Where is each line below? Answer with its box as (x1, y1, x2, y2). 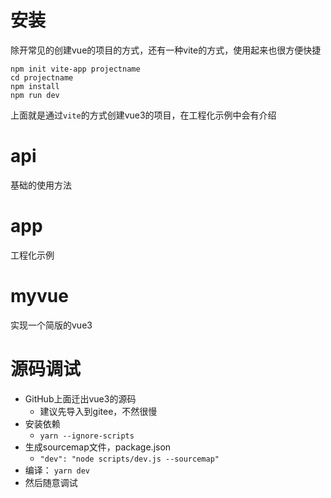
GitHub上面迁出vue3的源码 (24, 392, 137, 405)
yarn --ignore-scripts (39, 431, 135, 441)
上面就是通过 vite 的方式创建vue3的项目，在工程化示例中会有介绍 (10, 109, 277, 121)
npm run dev (10, 90, 60, 100)
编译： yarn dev (24, 464, 91, 476)
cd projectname (10, 72, 74, 83)
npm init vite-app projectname (10, 64, 141, 74)
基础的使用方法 (10, 179, 72, 191)
